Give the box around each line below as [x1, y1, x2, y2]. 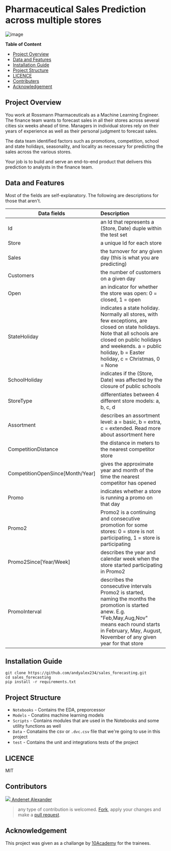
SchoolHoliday [8, 376, 43, 383]
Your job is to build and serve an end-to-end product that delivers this [5, 158, 152, 164]
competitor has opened [100, 479, 156, 486]
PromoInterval [8, 608, 42, 615]
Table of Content [5, 41, 42, 47]
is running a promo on [100, 494, 153, 501]
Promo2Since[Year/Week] [8, 558, 70, 565]
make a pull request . [17, 811, 61, 818]
